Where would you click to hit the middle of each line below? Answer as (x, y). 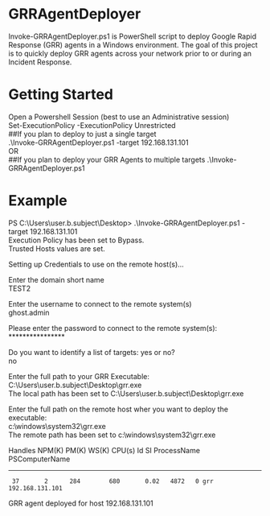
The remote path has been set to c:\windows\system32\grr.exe (112, 435)
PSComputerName (39, 459)
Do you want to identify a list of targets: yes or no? (92, 352)
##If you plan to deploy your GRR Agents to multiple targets (107, 159)
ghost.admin (29, 312)
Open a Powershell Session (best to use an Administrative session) (119, 117)
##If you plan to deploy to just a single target (82, 134)
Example (38, 201)
